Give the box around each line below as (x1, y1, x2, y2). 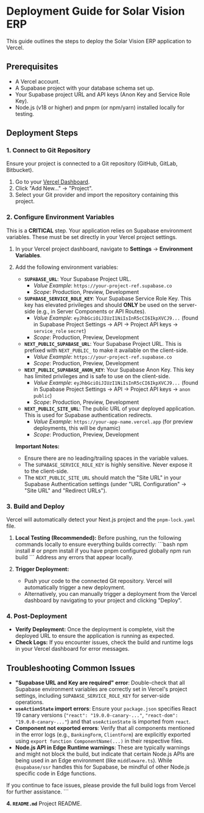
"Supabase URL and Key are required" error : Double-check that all (15, 679, 185, 687)
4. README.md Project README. (6, 800, 82, 808)
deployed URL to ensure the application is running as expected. (15, 632, 175, 640)
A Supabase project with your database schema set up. (15, 84, 155, 91)
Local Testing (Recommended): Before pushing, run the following (15, 534, 181, 542)
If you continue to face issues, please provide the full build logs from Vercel (6, 782, 196, 789)
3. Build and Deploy (6, 502, 65, 510)
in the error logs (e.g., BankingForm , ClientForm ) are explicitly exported (15, 731, 191, 739)
